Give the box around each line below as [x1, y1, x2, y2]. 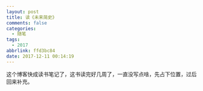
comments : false [6, 20, 47, 26]
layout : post [6, 8, 39, 15]
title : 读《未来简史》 [6, 14, 57, 20]
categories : [6, 25, 36, 32]
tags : [6, 37, 20, 43]
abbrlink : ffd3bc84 [6, 48, 56, 54]
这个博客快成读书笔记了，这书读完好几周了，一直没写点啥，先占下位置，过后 [6, 70, 197, 78]
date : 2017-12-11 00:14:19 [6, 53, 74, 59]
